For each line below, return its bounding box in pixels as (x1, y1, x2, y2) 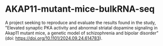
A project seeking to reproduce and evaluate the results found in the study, (5, 20, 156, 25)
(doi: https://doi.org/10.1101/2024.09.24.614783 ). (5, 35, 103, 41)
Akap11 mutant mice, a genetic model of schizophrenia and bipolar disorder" (5, 30, 159, 36)
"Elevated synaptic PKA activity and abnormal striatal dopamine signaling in (5, 24, 158, 30)
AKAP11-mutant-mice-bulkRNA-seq (5, 3, 155, 15)
